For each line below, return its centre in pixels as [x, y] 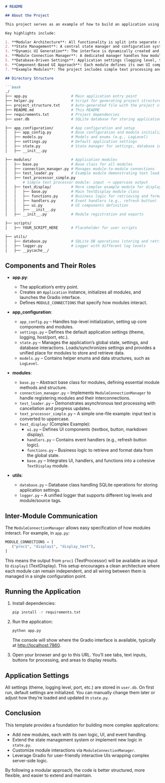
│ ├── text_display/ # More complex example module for [74, 187]
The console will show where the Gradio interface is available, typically [84, 640]
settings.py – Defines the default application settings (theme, [82, 332]
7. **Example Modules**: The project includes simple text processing [79, 69]
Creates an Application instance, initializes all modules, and [80, 292]
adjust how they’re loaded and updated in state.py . [57, 698]
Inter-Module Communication [52, 516]
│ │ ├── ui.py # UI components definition [67, 205]
